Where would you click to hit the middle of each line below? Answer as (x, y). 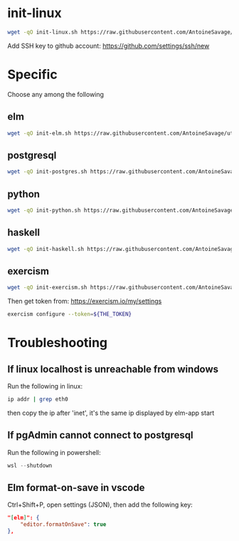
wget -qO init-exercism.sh (47, 288)
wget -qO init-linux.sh (43, 32)
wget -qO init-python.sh (44, 210)
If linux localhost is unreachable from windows (113, 369)
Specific (33, 74)
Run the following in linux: (45, 386)
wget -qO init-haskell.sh (46, 249)
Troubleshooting (58, 343)
